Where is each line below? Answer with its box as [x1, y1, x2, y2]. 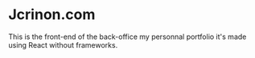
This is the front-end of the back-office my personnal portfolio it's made [8, 32, 247, 41]
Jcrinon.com [8, 6, 96, 24]
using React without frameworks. [8, 40, 118, 49]
